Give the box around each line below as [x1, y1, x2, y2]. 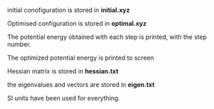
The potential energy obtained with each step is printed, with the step [7, 33, 207, 41]
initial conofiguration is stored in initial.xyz [7, 6, 130, 14]
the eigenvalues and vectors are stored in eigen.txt [7, 81, 155, 89]
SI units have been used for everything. [7, 94, 121, 102]
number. [7, 40, 31, 48]
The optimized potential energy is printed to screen [7, 53, 155, 62]
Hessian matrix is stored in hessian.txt [7, 67, 119, 75]
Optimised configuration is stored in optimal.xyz [7, 19, 147, 27]
